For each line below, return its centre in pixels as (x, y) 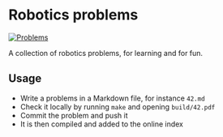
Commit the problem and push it (74, 115)
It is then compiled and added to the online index (102, 124)
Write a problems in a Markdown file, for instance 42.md (112, 98)
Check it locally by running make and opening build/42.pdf (118, 106)
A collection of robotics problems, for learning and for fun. (106, 53)
